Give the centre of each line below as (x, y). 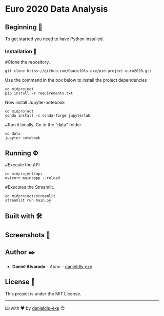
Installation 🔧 (21, 51)
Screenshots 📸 (28, 235)
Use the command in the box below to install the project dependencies (76, 80)
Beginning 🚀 (24, 27)
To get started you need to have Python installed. (54, 39)
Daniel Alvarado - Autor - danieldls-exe (52, 266)
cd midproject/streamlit (30, 196)
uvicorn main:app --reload (32, 178)
